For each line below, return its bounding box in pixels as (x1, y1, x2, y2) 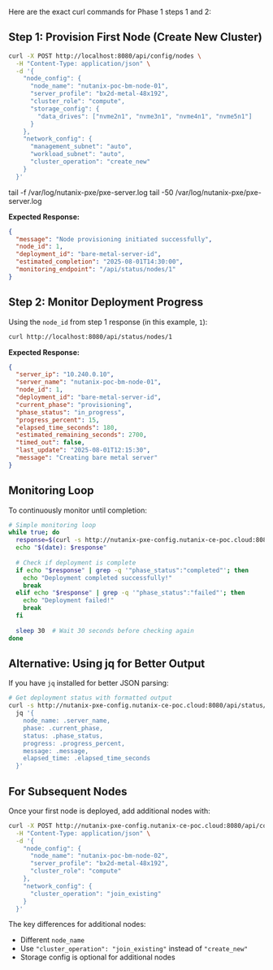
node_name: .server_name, (23, 717, 111, 725)
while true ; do (8, 528, 60, 537)
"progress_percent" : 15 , (15, 416, 100, 424)
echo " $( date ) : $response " (15, 543, 107, 552)
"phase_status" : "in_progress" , (15, 408, 126, 417)
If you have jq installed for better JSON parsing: (8, 678, 169, 688)
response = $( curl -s (15, 536, 82, 544)
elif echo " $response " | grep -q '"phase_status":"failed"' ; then (15, 589, 245, 597)
